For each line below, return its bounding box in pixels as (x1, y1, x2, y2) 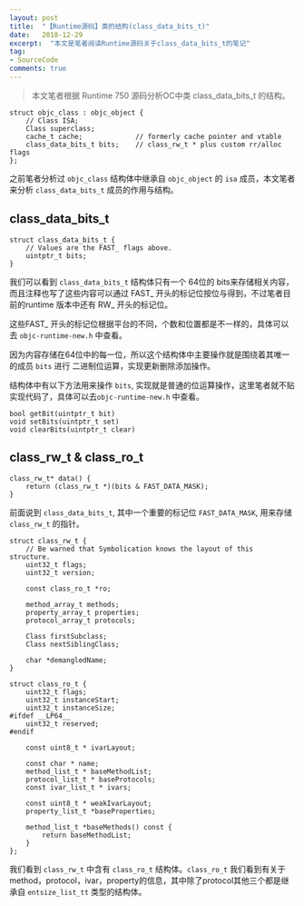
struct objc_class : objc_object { (9, 108, 144, 117)
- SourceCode (9, 55, 59, 65)
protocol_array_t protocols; (25, 615, 136, 625)
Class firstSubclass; (25, 632, 107, 641)
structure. (9, 552, 51, 562)
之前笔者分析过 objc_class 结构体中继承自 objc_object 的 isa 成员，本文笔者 (9, 173, 296, 184)
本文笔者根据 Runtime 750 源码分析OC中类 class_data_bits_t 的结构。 (31, 90, 290, 101)
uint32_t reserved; (25, 719, 100, 728)
